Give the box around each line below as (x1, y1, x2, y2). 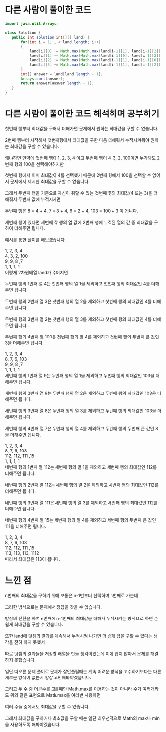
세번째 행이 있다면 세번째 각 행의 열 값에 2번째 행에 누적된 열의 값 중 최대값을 (5, 219, 153, 225)
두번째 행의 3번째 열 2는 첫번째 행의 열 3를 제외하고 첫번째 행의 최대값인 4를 (5, 316, 152, 322)
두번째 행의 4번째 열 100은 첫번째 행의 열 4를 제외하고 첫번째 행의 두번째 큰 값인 (5, 334, 159, 339)
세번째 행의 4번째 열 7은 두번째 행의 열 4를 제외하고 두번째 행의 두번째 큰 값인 (5, 426, 155, 431)
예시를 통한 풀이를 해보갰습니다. (5, 237, 66, 243)
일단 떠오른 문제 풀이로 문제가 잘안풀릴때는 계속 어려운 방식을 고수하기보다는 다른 (5, 668, 162, 674)
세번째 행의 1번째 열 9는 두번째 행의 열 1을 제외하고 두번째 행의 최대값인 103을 (5, 373, 155, 378)
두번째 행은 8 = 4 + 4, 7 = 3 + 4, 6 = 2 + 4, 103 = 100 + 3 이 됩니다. (5, 208, 139, 214)
